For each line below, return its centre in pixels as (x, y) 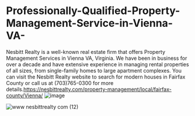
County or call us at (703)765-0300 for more (60, 83)
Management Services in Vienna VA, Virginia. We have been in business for (97, 58)
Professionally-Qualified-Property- (93, 11)
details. (15, 89)
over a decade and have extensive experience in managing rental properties (97, 64)
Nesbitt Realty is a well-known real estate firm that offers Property (86, 52)
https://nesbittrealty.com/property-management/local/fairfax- (97, 89)
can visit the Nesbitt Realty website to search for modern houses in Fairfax (96, 77)
